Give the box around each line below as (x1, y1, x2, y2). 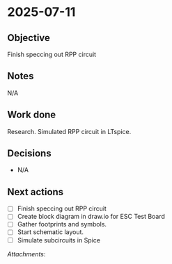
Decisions (7, 147, 52, 160)
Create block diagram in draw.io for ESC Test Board (17, 213, 166, 221)
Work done (7, 109, 56, 121)
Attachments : (7, 249, 46, 258)
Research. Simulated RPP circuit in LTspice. (7, 127, 132, 135)
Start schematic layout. (17, 228, 84, 236)
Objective (7, 32, 51, 44)
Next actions (7, 185, 64, 198)
